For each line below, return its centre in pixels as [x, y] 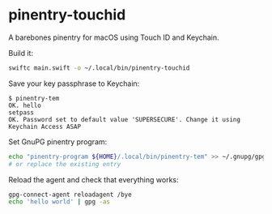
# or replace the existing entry [65, 164]
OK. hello [25, 105]
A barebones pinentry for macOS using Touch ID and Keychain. [114, 37]
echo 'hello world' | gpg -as [59, 202]
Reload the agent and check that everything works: [93, 179]
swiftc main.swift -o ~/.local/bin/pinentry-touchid [99, 68]
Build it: [21, 53]
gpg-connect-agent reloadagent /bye [70, 195]
